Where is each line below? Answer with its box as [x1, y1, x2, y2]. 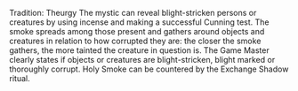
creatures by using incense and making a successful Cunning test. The [9, 17, 270, 27]
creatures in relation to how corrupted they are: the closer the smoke [9, 35, 262, 46]
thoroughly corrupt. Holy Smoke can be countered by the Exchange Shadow [9, 64, 289, 74]
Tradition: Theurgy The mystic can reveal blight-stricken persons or [9, 8, 257, 18]
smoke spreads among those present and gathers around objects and [9, 27, 265, 36]
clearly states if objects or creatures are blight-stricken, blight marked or [9, 55, 276, 64]
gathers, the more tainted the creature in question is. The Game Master [9, 45, 270, 56]
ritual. [9, 73, 30, 83]
